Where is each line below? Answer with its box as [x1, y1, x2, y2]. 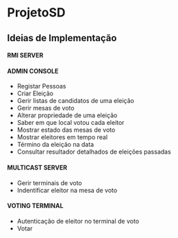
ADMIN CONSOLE [7, 67, 59, 75]
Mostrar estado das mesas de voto [16, 126, 116, 134]
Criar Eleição [16, 89, 53, 97]
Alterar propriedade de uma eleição [16, 111, 118, 119]
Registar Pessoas [16, 82, 66, 91]
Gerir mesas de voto [16, 104, 75, 112]
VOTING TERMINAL [7, 202, 64, 210]
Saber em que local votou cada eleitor [16, 119, 125, 127]
